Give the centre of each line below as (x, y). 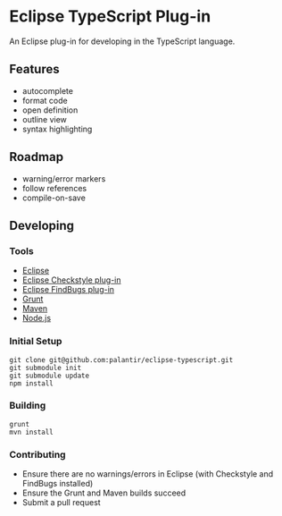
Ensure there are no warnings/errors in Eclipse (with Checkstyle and (148, 474)
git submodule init (46, 368)
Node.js (37, 318)
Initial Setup (36, 342)
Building (28, 406)
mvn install (31, 432)
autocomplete (48, 90)
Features (34, 69)
